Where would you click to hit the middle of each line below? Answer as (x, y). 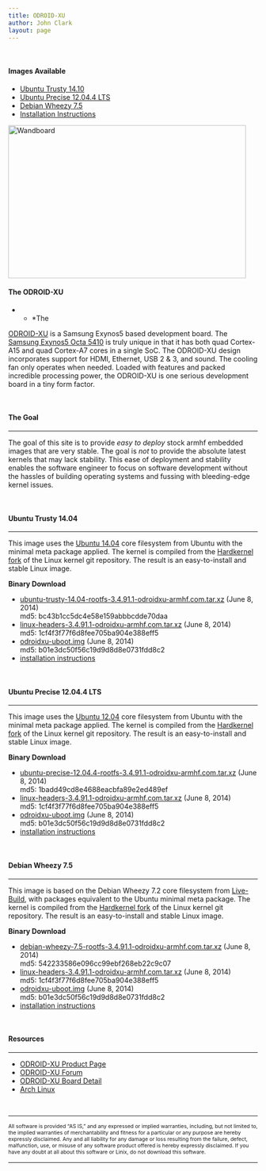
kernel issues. (31, 484)
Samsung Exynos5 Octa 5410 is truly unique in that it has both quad (118, 342)
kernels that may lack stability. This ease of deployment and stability (120, 459)
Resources (27, 1039)
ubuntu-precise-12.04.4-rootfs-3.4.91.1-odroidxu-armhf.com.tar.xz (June (138, 773)
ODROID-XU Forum (51, 1072)
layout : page (30, 30)
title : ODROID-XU (37, 15)
